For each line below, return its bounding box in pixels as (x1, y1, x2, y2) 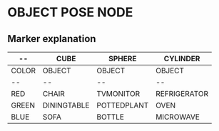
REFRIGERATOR (156, 89, 209, 98)
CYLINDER (163, 54, 200, 63)
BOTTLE (96, 112, 125, 122)
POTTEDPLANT (96, 100, 149, 110)
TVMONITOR (96, 89, 141, 98)
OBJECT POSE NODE (7, 4, 133, 21)
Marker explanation (7, 33, 96, 45)
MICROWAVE (156, 112, 200, 122)
